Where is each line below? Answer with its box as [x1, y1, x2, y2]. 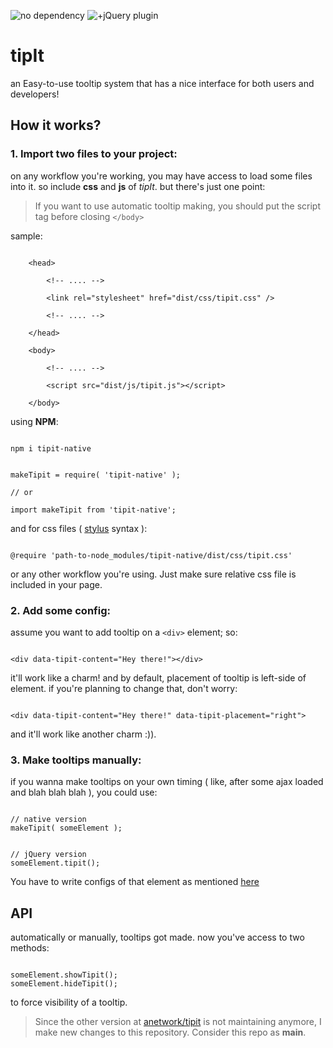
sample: [10, 230, 43, 242]
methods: [10, 942, 50, 954]
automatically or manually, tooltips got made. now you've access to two [10, 931, 305, 944]
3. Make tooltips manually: [10, 753, 142, 767]
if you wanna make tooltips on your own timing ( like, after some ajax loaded [10, 776, 324, 788]
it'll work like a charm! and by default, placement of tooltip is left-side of [10, 671, 307, 684]
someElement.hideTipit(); [10, 979, 118, 989]
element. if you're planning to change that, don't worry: [10, 682, 238, 694]
